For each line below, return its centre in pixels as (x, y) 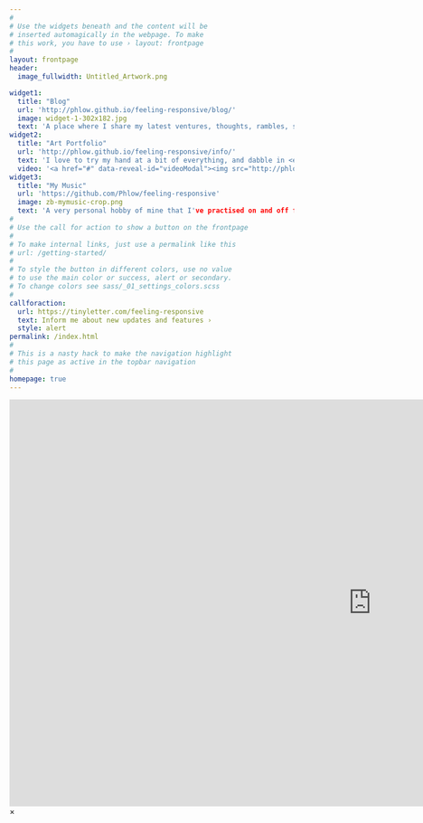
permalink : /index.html (54, 337)
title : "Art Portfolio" (62, 144)
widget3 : (26, 177)
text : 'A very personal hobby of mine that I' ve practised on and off (153, 211)
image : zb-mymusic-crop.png (70, 203)
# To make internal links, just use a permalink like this (123, 244)
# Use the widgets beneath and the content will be (108, 26)
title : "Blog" (44, 101)
